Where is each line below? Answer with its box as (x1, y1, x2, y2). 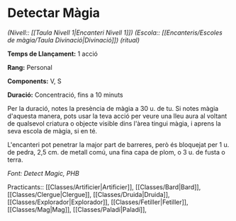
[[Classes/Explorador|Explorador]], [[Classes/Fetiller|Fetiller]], (7, 198, 189, 206)
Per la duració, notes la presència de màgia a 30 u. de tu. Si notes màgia (7, 104, 219, 112)
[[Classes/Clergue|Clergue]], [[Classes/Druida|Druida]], (7, 190, 170, 198)
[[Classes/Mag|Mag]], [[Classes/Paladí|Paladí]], (7, 205, 147, 213)
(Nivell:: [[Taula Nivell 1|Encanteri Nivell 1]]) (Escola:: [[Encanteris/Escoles (7, 28, 223, 37)
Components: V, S (7, 76, 62, 85)
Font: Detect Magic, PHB (7, 169, 79, 177)
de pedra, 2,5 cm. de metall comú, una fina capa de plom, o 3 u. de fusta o (7, 148, 225, 156)
